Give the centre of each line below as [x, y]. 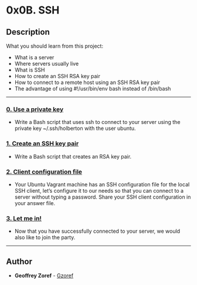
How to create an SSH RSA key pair [57, 76]
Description [28, 32]
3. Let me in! [24, 218]
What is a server [34, 57]
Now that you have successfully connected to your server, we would [97, 231]
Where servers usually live [47, 63]
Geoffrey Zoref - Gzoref [44, 276]
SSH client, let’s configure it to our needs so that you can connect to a [99, 190]
